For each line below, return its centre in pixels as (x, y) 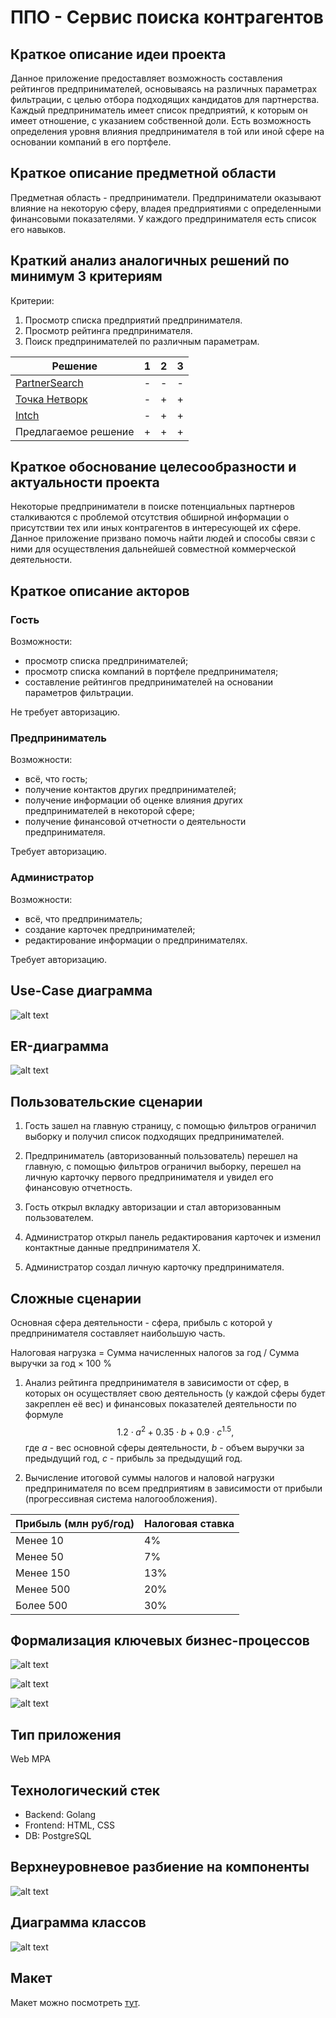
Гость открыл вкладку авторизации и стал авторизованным (153, 1207)
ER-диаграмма (60, 1046)
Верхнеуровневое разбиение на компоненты (160, 1867)
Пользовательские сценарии (106, 1101)
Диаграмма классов (78, 1922)
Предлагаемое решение (75, 431)
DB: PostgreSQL (58, 1836)
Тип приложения (66, 1734)
